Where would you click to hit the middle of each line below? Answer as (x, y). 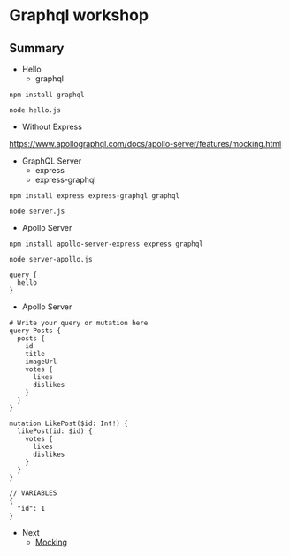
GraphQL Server (52, 161)
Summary (37, 48)
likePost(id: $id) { (55, 431)
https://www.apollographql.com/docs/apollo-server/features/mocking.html (145, 144)
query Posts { (35, 331)
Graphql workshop (79, 15)
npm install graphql (47, 95)
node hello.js (35, 110)
